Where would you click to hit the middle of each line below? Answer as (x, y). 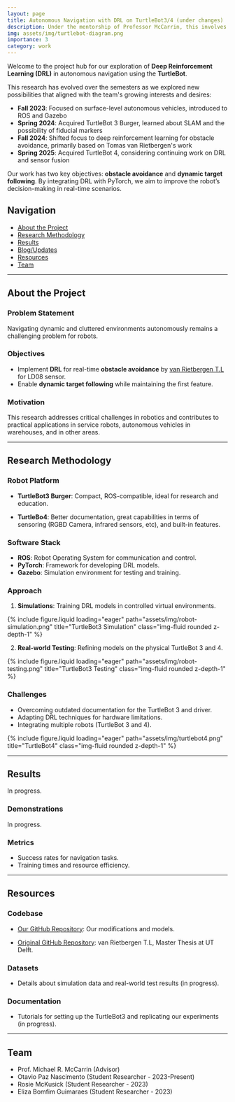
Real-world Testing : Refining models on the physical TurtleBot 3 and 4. (120, 648)
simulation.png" (30, 627)
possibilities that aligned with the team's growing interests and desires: (109, 94)
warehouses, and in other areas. (54, 432)
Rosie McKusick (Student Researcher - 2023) (83, 1085)
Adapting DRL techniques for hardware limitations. (90, 717)
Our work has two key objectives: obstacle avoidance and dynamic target (115, 174)
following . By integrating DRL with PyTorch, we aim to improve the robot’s (114, 181)
